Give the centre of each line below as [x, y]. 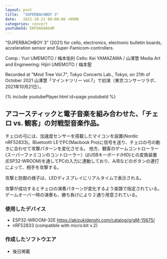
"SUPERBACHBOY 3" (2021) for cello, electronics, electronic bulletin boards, [83, 42]
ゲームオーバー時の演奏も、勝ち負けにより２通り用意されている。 [73, 194]
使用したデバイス [26, 209]
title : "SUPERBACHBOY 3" [32, 14]
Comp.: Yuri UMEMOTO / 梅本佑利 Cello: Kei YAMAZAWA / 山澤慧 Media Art [83, 58]
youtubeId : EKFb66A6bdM [30, 28]
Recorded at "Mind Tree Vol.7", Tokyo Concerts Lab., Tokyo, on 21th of [78, 74]
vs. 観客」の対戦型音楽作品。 [58, 123]
